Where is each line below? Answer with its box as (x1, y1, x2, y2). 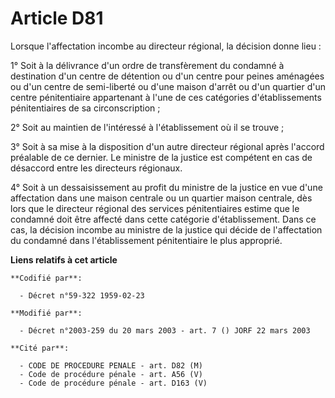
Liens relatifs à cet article (10, 253, 118, 266)
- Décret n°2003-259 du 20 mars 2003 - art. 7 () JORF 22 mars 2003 (19, 325, 311, 336)
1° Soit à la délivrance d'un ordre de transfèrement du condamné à (10, 59, 285, 71)
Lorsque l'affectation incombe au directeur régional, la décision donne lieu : (10, 40, 322, 52)
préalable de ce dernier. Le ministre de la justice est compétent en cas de (10, 151, 313, 163)
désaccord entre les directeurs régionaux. (10, 162, 183, 174)
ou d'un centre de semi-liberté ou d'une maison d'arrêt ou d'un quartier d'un (10, 80, 326, 92)
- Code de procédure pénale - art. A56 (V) (19, 369, 203, 379)
